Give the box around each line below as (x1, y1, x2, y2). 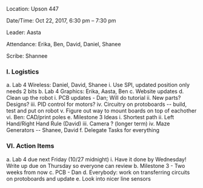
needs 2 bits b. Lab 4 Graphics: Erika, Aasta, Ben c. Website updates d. (6, 88, 184, 95)
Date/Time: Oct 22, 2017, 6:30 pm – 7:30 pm (6, 17, 116, 24)
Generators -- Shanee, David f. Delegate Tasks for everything (6, 127, 159, 134)
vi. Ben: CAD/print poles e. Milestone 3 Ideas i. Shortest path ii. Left (6, 114, 175, 121)
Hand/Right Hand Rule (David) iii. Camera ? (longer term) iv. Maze (6, 120, 170, 127)
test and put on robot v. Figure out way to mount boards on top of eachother (6, 107, 197, 114)
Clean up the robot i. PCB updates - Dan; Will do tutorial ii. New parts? (6, 94, 181, 102)
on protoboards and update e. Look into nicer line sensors (6, 175, 151, 182)
